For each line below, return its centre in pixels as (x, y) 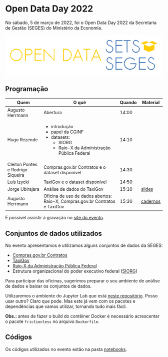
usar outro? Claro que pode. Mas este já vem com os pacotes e (70, 301)
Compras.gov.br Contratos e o (74, 167)
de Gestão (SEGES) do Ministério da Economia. (54, 28)
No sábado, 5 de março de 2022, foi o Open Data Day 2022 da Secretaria (81, 23)
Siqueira (16, 175)
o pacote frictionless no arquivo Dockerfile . (52, 321)
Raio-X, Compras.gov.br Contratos (79, 201)
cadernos (151, 201)
